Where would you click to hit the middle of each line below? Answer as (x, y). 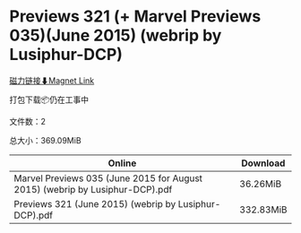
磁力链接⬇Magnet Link (52, 80)
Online (122, 163)
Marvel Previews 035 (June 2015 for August (108, 178)
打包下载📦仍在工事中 (49, 99)
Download (263, 163)
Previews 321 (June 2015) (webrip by (95, 203)
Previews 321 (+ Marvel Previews (135, 17)
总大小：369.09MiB (46, 140)
